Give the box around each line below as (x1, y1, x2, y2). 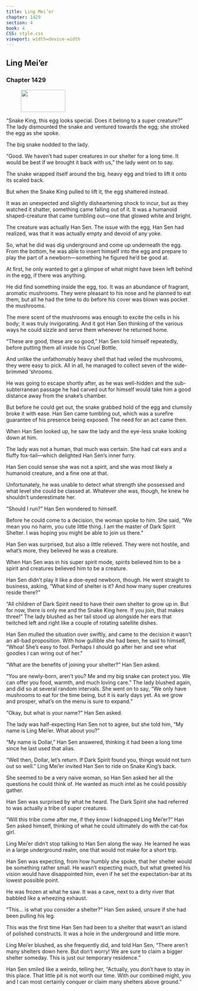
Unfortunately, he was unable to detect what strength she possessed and (6, 481, 185, 488)
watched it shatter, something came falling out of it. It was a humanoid (6, 206, 177, 213)
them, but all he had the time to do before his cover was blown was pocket (6, 296, 188, 303)
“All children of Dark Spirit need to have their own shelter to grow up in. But (6, 600, 189, 608)
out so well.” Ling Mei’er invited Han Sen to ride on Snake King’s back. (6, 762, 177, 769)
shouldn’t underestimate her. (6, 493, 76, 501)
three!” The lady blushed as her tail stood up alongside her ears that (6, 613, 172, 620)
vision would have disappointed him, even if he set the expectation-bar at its (6, 870, 192, 877)
